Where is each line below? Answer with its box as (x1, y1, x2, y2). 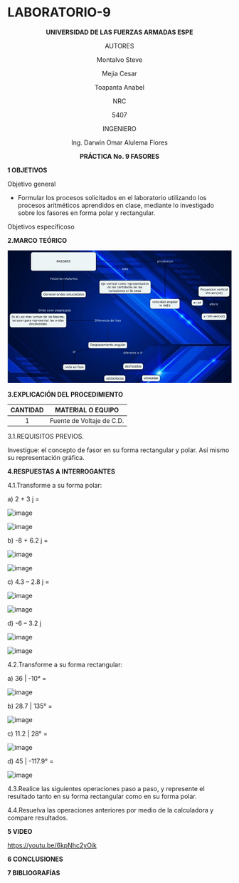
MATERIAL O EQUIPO (55, 406, 119, 414)
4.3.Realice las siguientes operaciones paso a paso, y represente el (7, 785, 205, 793)
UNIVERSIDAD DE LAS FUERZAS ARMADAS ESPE (46, 28, 193, 36)
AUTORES (105, 41, 134, 50)
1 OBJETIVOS (7, 165, 48, 174)
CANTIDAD (10, 406, 44, 414)
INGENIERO (102, 124, 137, 132)
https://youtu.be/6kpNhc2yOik (7, 841, 97, 850)
